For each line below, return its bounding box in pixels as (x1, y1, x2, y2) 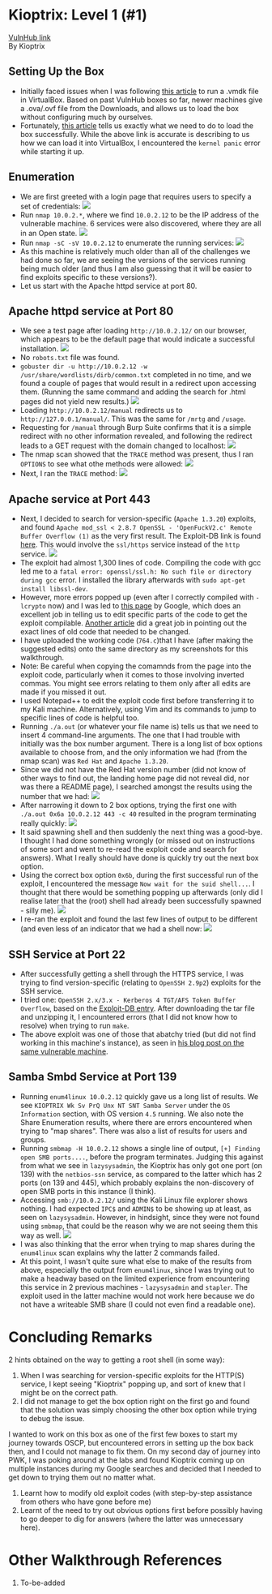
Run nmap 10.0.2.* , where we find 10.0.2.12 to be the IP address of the (19, 209, 259, 220)
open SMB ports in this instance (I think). (19, 1186, 156, 1196)
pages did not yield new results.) (19, 397, 130, 406)
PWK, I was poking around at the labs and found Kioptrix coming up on (8, 1454, 245, 1465)
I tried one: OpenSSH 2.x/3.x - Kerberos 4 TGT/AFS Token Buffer (19, 995, 236, 1004)
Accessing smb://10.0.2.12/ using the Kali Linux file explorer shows (19, 1195, 249, 1205)
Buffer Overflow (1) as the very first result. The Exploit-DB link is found (19, 531, 261, 541)
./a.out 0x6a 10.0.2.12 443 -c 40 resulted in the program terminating (19, 809, 257, 818)
